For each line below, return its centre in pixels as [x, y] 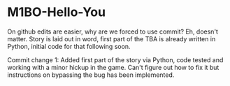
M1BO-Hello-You [57, 12]
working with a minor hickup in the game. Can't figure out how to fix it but [113, 67]
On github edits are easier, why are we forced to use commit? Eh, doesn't [113, 31]
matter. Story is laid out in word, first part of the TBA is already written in [112, 38]
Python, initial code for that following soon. [69, 46]
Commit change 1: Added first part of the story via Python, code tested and [115, 59]
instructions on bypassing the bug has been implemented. [91, 75]
